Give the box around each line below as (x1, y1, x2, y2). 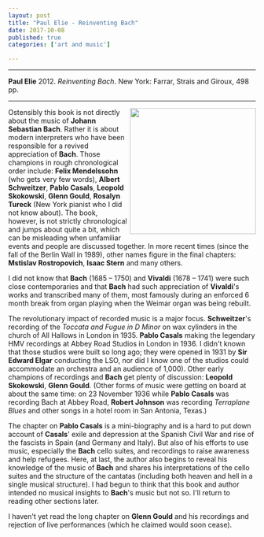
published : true (8, 33, 61, 42)
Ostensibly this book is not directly (8, 108, 120, 117)
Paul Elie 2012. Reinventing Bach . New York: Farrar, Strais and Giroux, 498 (8, 76, 250, 87)
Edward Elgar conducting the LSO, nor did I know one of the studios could (8, 356, 249, 365)
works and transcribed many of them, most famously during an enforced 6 (8, 291, 250, 300)
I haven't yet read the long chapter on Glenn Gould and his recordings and (8, 512, 249, 521)
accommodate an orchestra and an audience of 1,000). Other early (8, 364, 224, 374)
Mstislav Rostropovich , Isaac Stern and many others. (8, 258, 183, 268)
